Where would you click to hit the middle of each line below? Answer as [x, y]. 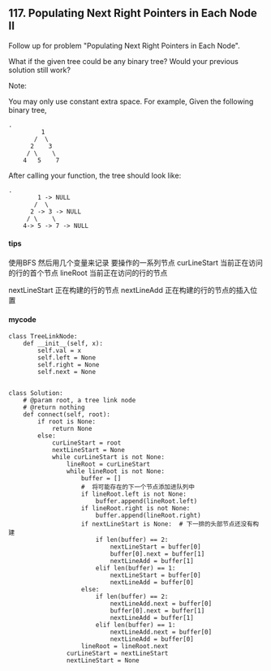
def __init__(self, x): [63, 344]
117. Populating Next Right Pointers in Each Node [133, 13]
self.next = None [67, 372]
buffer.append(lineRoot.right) [148, 516]
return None [72, 429]
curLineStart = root [86, 443]
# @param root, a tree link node [80, 401]
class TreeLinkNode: [43, 337]
